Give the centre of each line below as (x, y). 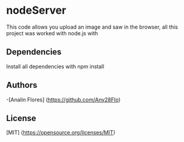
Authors (22, 85)
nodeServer (36, 10)
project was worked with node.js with (52, 33)
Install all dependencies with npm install (55, 66)
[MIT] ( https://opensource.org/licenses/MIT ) (61, 132)
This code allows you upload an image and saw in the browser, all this (92, 27)
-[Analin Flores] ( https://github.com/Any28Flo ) (63, 100)
